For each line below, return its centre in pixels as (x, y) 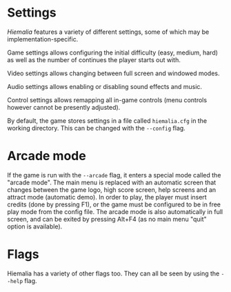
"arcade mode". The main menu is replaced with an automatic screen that (112, 182)
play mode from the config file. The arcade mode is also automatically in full (115, 211)
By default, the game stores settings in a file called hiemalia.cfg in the (107, 120)
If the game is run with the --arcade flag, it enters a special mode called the (114, 175)
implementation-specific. (43, 39)
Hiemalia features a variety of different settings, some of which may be (108, 32)
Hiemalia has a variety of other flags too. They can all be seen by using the (113, 273)
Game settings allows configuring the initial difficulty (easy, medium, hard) (113, 52)
